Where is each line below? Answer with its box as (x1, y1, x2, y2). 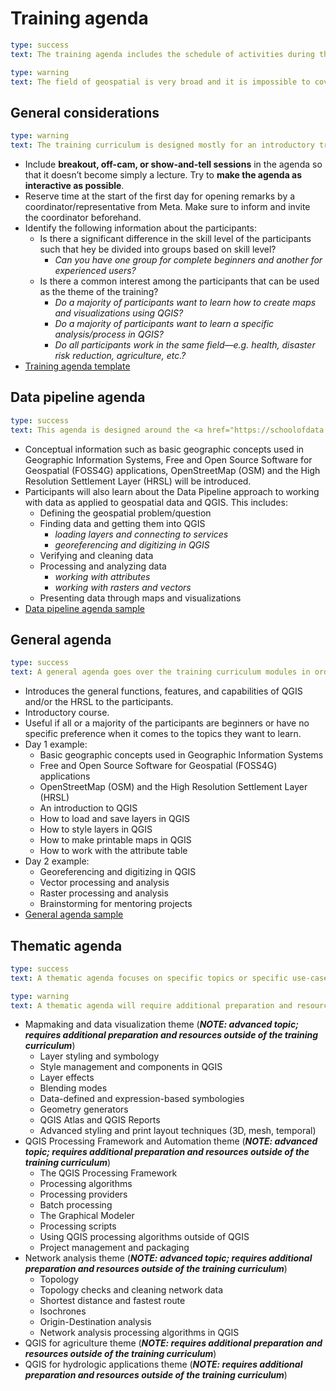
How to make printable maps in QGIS (39, 834, 192, 846)
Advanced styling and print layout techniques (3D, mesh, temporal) (39, 1125, 317, 1137)
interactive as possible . (24, 180, 125, 191)
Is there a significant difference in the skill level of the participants (39, 233, 312, 244)
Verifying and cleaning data (39, 549, 154, 561)
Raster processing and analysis (39, 887, 169, 899)
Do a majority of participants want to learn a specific (54, 318, 275, 329)
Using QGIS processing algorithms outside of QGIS (39, 1231, 250, 1243)
